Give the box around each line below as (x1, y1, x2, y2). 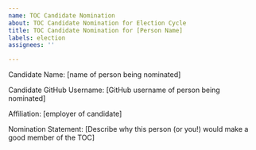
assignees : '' (8, 41, 56, 49)
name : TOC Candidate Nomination (8, 11, 115, 20)
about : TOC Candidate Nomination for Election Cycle (8, 19, 187, 27)
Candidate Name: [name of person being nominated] (8, 70, 181, 79)
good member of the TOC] (8, 133, 95, 143)
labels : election (8, 33, 66, 42)
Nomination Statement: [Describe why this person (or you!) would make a (8, 125, 249, 134)
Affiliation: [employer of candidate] (8, 109, 122, 119)
